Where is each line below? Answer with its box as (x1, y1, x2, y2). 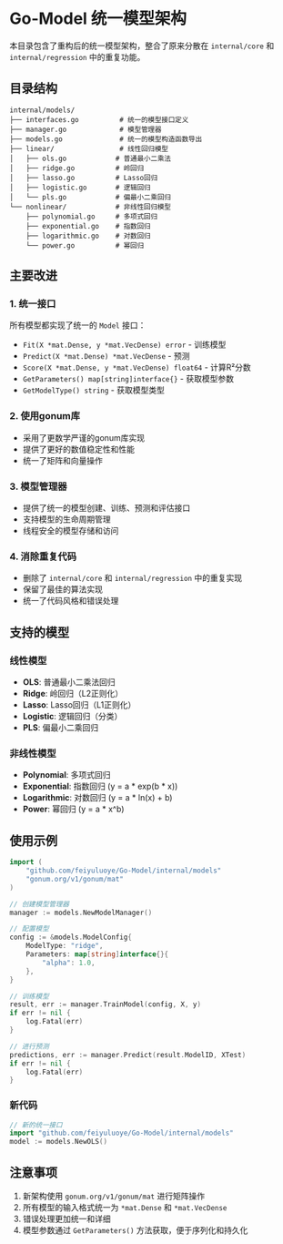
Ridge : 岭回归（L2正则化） (22, 688, 124, 699)
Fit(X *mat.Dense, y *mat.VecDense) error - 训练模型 (22, 339, 227, 351)
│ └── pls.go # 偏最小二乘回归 (9, 192, 171, 201)
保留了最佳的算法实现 (22, 584, 103, 595)
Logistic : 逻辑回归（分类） (22, 711, 123, 722)
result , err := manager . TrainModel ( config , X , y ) (9, 1000, 202, 1009)
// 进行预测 (9, 1042, 50, 1051)
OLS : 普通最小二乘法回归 (22, 677, 116, 688)
